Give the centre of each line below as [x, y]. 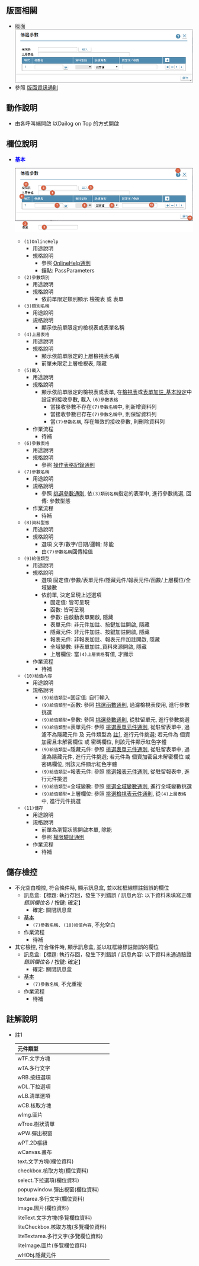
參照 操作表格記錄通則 [68, 465]
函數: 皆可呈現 [67, 610]
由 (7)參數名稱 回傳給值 [67, 552]
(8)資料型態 [36, 523]
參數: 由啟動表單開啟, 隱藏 [82, 617]
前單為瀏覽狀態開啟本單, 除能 [77, 830]
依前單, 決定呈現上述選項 [71, 595]
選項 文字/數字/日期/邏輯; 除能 [78, 544]
